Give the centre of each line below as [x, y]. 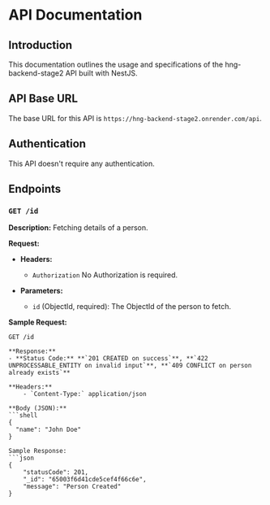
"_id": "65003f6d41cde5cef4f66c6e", [85, 480]
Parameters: [41, 291]
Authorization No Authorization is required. [105, 275]
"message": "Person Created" [72, 487]
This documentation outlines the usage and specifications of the [116, 64]
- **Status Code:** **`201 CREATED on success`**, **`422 [108, 359]
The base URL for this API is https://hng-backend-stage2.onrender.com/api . [135, 118]
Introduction [41, 45]
